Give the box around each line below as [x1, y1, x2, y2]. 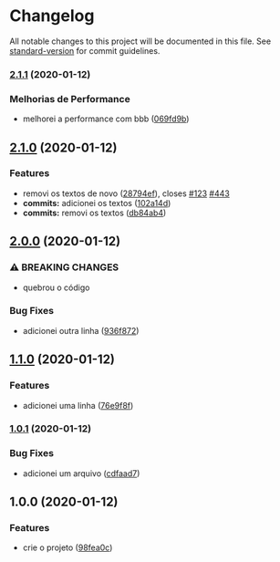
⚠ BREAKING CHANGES [9, 261, 119, 274]
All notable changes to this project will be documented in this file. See [9, 36, 272, 47]
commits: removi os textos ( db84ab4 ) [22, 207, 167, 218]
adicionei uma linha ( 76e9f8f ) [22, 400, 134, 411]
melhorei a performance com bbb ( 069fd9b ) [22, 113, 190, 124]
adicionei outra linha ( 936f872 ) [22, 325, 140, 336]
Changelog [9, 5, 95, 26]
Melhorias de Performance [9, 92, 130, 105]
